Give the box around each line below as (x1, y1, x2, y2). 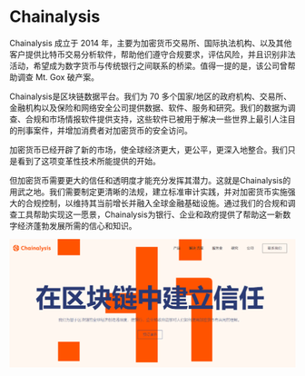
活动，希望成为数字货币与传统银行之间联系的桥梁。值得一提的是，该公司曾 (9, 60, 288, 71)
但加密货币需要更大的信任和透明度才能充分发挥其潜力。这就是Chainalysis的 (9, 174, 291, 185)
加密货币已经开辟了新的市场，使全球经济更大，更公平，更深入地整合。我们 (9, 143, 288, 155)
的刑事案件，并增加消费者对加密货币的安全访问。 (9, 124, 192, 135)
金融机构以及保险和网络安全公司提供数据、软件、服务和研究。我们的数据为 (9, 102, 288, 113)
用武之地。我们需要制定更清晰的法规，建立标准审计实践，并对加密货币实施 (9, 186, 288, 197)
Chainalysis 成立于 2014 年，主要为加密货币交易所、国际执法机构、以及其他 (9, 37, 292, 48)
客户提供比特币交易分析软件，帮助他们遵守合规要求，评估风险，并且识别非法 (9, 48, 296, 60)
